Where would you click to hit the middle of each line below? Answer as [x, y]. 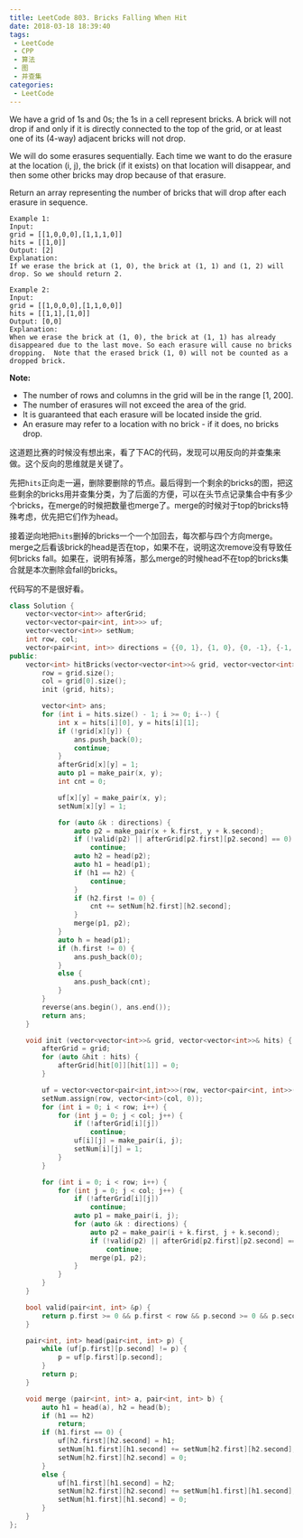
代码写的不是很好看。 [49, 589]
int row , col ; [52, 639]
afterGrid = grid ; [76, 1049]
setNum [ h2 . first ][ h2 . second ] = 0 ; [122, 1458]
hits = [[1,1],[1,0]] [50, 313]
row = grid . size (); [78, 673]
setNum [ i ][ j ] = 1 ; [108, 1149]
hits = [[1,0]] [38, 242]
